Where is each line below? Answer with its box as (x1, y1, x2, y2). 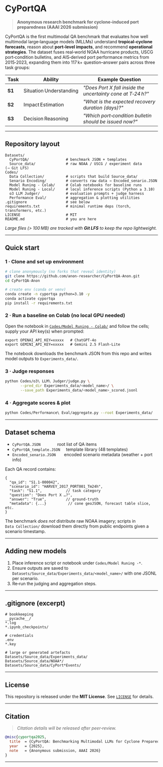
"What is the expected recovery (83, 98, 156, 105)
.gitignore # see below (5, 200, 90, 205)
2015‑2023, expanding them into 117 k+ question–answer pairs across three (5, 59, 155, 65)
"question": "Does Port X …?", (9, 493, 73, 497)
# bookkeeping (5, 612, 34, 617)
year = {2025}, (9, 744, 45, 749)
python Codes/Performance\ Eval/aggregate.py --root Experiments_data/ (5, 410, 153, 415)
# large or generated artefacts (5, 650, 70, 655)
